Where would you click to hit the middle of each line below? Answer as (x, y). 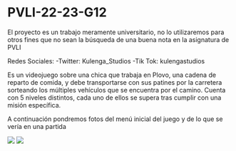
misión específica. (34, 105)
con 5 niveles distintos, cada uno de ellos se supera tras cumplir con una (114, 98)
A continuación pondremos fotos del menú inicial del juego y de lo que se (115, 119)
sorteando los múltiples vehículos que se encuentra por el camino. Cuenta (117, 90)
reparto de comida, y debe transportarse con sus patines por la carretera (115, 82)
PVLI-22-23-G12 (57, 12)
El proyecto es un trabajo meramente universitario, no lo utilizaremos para (116, 32)
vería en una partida (37, 126)
